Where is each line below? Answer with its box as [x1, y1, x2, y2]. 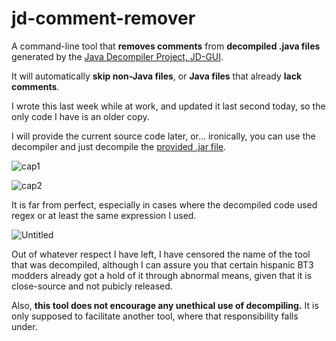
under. [11, 320, 38, 332]
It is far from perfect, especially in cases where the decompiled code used [11, 198, 318, 211]
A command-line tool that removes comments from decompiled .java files [11, 40, 321, 52]
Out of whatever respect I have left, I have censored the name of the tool [11, 248, 311, 260]
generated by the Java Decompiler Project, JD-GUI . [11, 50, 224, 62]
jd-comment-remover [11, 7, 196, 30]
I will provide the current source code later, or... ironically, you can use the [11, 130, 316, 142]
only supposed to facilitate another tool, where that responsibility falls [11, 310, 299, 322]
